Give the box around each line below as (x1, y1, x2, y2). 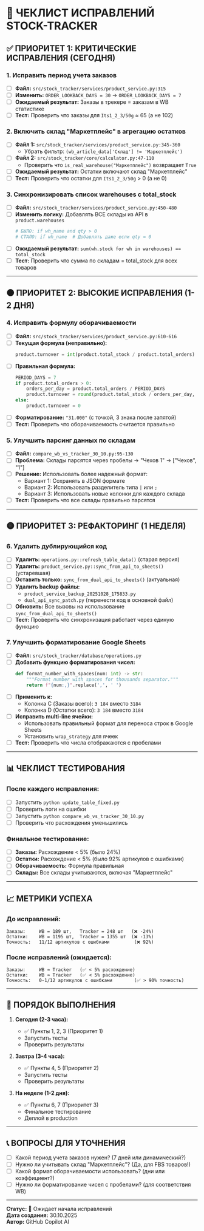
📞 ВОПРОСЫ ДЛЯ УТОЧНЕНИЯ (6, 1137, 126, 1148)
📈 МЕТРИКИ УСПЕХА (6, 893, 93, 904)
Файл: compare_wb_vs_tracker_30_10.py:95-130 (15, 450, 134, 457)
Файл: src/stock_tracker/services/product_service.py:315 (15, 84, 166, 92)
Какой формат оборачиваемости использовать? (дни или (15, 1168, 165, 1175)
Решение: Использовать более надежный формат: (15, 470, 148, 477)
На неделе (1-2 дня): (15, 1089, 70, 1097)
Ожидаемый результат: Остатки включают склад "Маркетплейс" (15, 168, 188, 175)
